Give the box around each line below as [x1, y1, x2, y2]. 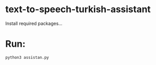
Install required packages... [5, 20, 63, 26]
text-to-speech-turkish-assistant [5, 4, 151, 15]
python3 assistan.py [5, 55, 50, 60]
